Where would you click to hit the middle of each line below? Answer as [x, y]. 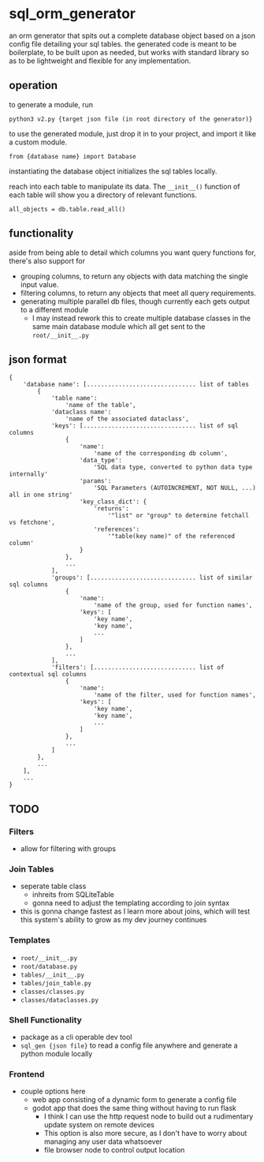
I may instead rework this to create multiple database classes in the [141, 318]
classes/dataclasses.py [59, 1000]
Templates [30, 940]
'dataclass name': [81, 412]
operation [33, 86]
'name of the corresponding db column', [160, 454]
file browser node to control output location [114, 1150]
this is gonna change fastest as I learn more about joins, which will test [135, 911]
